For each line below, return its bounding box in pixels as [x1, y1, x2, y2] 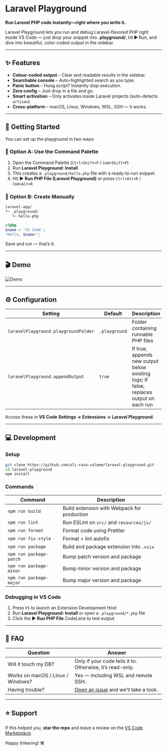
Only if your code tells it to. [74, 657, 137, 664]
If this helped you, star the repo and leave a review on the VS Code [5, 725, 143, 731]
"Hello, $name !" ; [5, 232, 41, 237]
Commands [5, 483, 34, 490]
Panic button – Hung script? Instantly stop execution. [12, 83, 122, 89]
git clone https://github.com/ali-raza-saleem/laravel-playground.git [5, 462, 155, 468]
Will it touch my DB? [7, 660, 55, 667]
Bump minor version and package [63, 565, 142, 572]
